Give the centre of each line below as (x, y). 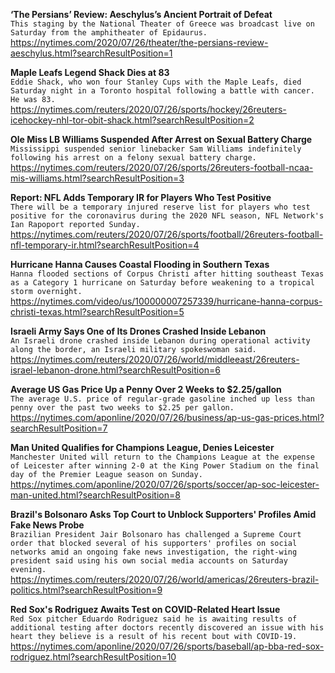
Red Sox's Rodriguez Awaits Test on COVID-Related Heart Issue (145, 609)
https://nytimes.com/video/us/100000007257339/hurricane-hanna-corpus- (166, 301)
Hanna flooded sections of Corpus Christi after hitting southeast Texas (167, 274)
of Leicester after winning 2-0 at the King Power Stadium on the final (165, 466)
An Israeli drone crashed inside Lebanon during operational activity (160, 341)
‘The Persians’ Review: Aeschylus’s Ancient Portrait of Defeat (141, 14)
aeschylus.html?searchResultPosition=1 (91, 53)
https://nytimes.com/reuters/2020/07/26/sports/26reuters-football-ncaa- (162, 167)
